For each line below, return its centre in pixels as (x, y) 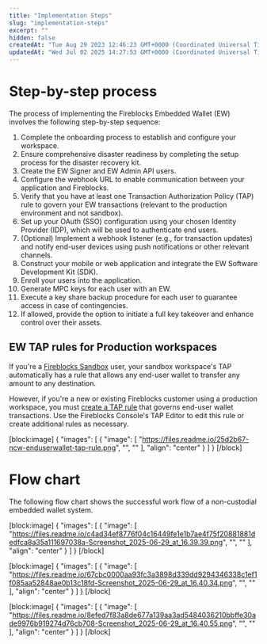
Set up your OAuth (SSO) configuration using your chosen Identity (128, 221)
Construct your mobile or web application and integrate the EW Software (139, 263)
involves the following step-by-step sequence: (85, 122)
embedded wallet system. (51, 510)
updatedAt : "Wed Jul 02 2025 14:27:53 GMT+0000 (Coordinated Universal (130, 52)
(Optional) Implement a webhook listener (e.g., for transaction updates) (136, 238)
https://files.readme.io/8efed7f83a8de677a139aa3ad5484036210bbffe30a (134, 615)
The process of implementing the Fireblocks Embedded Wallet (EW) (120, 113)
